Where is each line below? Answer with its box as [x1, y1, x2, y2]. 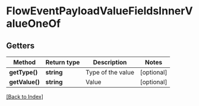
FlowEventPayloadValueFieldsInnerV [6, 4, 193, 18]
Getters [6, 40, 35, 51]
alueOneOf [6, 17, 61, 30]
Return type [45, 58, 80, 66]
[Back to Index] [6, 93, 43, 100]
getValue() [9, 78, 40, 86]
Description [93, 58, 127, 66]
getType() [9, 68, 38, 76]
